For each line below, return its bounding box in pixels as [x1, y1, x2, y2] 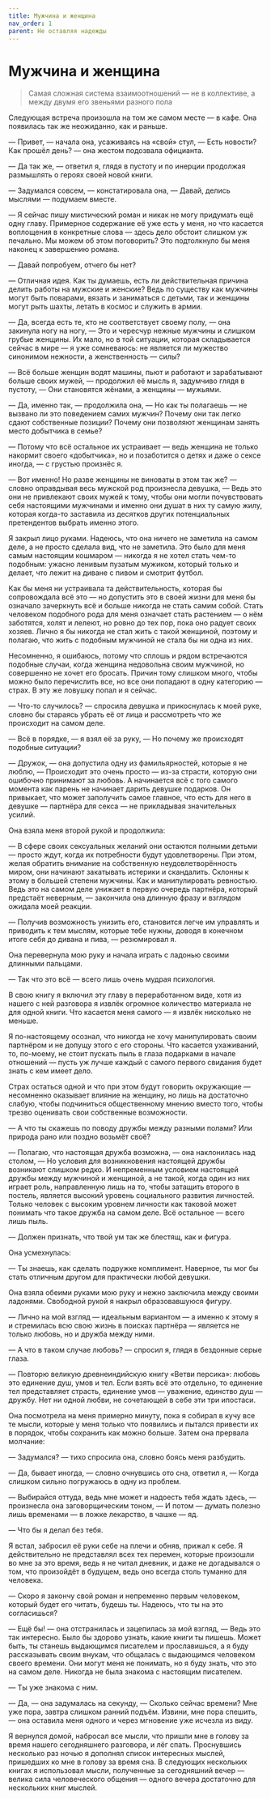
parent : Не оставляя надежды [8, 27, 107, 35]
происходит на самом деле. [8, 718, 105, 728]
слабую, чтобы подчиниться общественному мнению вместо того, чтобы [8, 1099, 263, 1109]
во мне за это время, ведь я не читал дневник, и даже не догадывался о [8, 1558, 260, 1568]
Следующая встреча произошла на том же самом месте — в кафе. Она [8, 113, 257, 122]
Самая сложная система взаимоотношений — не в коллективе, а [28, 88, 256, 98]
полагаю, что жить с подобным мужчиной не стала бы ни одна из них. [8, 635, 253, 645]
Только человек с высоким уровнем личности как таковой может [8, 1200, 237, 1209]
